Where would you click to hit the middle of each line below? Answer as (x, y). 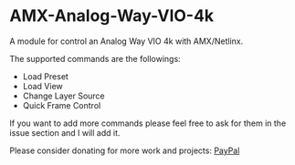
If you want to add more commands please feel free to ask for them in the (148, 123)
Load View (43, 86)
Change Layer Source (63, 96)
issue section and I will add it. (65, 132)
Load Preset (45, 76)
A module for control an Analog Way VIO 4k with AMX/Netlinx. (126, 41)
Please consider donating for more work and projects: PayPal (125, 150)
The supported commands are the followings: (95, 58)
